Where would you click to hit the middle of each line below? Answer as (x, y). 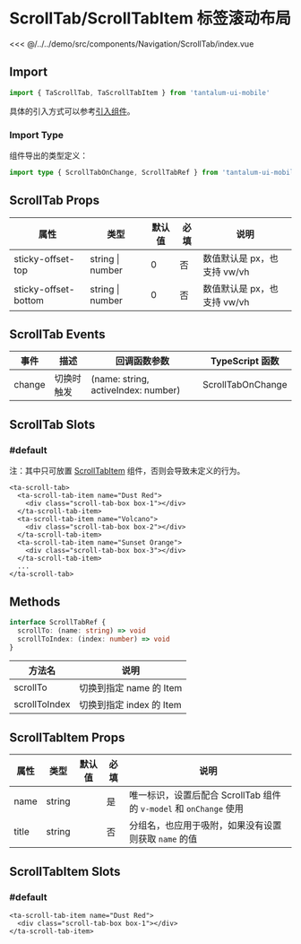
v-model (156, 809)
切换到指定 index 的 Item (130, 705)
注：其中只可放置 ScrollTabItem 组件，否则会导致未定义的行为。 (127, 471)
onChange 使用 (215, 809)
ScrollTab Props (55, 201)
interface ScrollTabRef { (57, 622)
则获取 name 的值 (163, 839)
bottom (29, 300)
